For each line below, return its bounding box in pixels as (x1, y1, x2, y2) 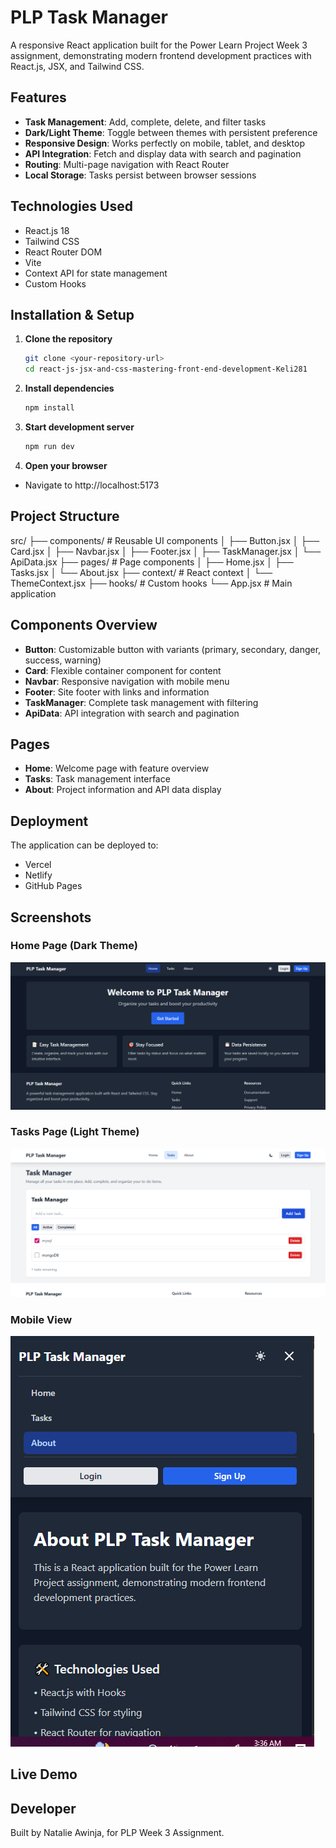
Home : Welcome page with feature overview (24, 762, 210, 775)
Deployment (10, 812, 89, 830)
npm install (24, 403, 75, 413)
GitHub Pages (24, 880, 83, 892)
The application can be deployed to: (10, 839, 159, 851)
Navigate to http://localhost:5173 (24, 479, 160, 491)
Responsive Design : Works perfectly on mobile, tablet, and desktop (24, 137, 305, 149)
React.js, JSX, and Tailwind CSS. (10, 60, 145, 72)
